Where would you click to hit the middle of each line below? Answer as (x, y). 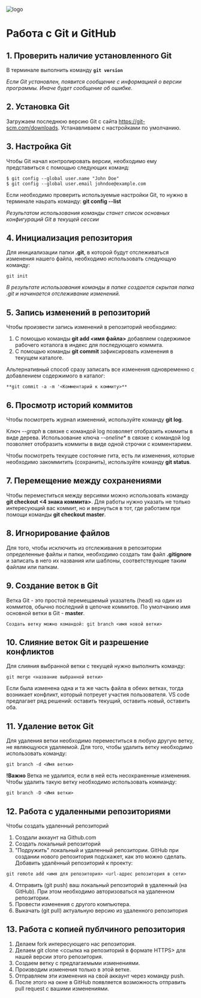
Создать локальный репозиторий (58, 844)
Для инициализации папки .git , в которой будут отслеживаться (88, 253)
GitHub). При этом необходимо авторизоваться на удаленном (95, 891)
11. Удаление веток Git (50, 726)
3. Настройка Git (39, 147)
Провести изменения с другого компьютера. (73, 904)
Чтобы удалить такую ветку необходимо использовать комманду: (91, 782)
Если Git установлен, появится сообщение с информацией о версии (94, 82)
